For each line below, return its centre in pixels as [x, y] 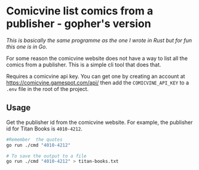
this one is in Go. [27, 47]
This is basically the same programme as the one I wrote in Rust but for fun [99, 40]
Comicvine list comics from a [80, 11]
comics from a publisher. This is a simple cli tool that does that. [84, 65]
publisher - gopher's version [79, 24]
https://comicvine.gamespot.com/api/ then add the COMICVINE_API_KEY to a [98, 83]
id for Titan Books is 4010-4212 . [44, 128]
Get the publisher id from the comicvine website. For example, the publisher [99, 122]
